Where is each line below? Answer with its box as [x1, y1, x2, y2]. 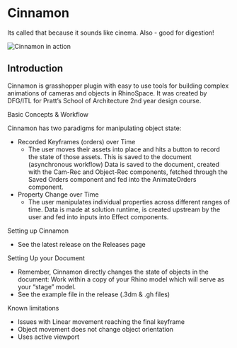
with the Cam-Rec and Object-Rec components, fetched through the [28, 168, 228, 176]
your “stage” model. [17, 282, 76, 291]
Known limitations [7, 303, 59, 312]
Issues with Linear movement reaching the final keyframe [17, 317, 185, 326]
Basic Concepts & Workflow [7, 110, 88, 118]
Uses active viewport [17, 332, 80, 341]
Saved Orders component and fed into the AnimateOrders [28, 175, 197, 183]
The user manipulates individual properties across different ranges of [28, 197, 231, 206]
